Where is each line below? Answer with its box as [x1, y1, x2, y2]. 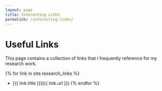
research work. [5, 61, 37, 67]
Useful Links [5, 38, 59, 50]
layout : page [5, 7, 33, 13]
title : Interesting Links [5, 12, 60, 17]
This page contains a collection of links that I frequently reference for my [5, 55, 157, 61]
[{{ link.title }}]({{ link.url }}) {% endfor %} [12, 80, 100, 86]
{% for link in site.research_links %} [5, 70, 80, 76]
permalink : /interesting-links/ [5, 17, 73, 22]
